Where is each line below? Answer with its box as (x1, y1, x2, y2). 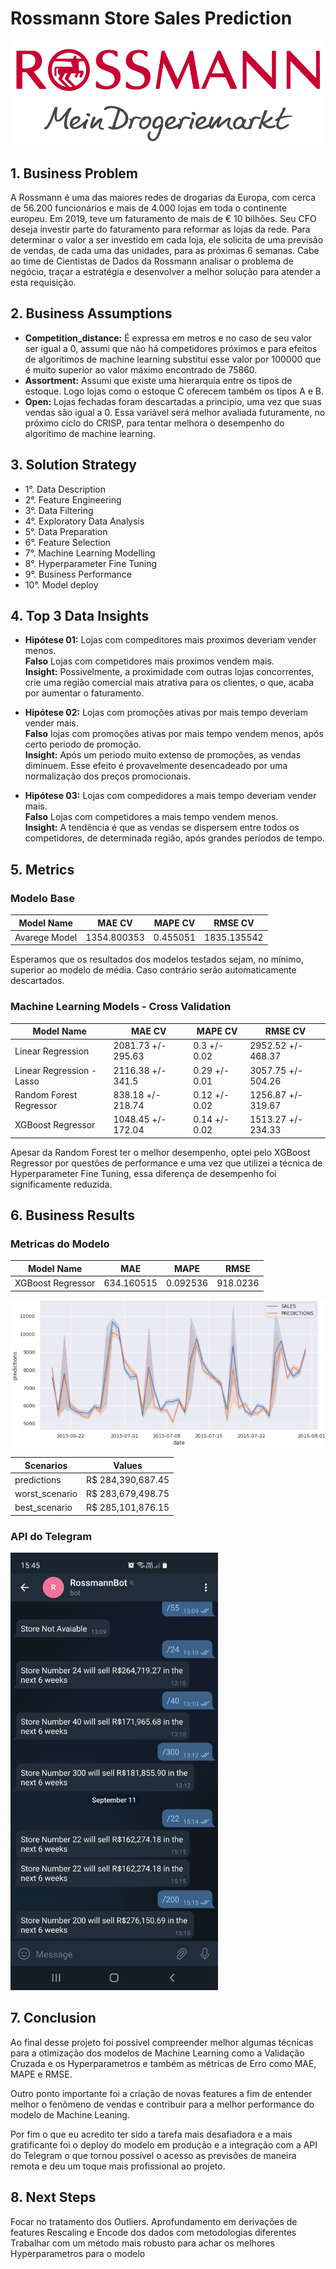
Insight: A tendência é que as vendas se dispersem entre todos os (24, 822, 300, 834)
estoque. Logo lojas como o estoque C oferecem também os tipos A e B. (24, 385, 325, 397)
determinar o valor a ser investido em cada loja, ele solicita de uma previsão (10, 233, 324, 246)
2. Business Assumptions (10, 305, 173, 322)
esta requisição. (10, 276, 77, 288)
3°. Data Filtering (24, 504, 94, 516)
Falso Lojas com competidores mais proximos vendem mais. (24, 655, 275, 667)
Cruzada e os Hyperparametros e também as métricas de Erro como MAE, (10, 2057, 317, 2069)
